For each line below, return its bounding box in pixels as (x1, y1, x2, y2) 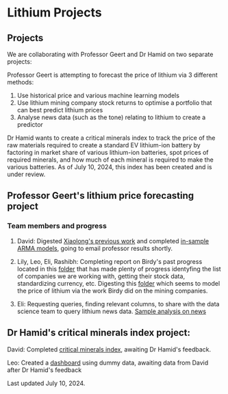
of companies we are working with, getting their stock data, (16, 272, 186, 280)
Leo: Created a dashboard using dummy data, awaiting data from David (7, 358, 209, 367)
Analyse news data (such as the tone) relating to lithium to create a (16, 113, 206, 121)
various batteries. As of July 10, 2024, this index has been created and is (7, 163, 212, 171)
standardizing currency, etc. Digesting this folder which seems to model (16, 279, 220, 287)
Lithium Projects (7, 5, 102, 21)
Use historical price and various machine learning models (16, 91, 180, 99)
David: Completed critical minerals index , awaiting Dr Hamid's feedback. (7, 345, 212, 354)
